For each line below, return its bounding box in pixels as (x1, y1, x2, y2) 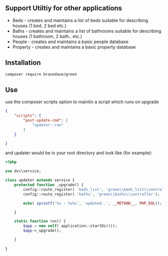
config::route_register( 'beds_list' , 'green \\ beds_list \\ (23, 187, 149, 192)
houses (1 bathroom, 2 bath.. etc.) (12, 33, 82, 39)
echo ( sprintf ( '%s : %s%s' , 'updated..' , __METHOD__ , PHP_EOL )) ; (23, 200, 162, 206)
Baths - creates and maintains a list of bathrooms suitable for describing (12, 28, 161, 34)
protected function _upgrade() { (14, 182, 84, 187)
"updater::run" (31, 122, 64, 127)
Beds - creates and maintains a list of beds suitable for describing (12, 17, 148, 23)
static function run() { (14, 219, 66, 224)
